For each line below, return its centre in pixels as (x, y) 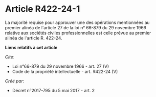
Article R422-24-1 (43, 9)
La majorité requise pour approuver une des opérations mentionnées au (78, 22)
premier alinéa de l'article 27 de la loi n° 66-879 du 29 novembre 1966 (76, 27)
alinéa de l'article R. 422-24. (34, 38)
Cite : (10, 57)
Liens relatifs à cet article (31, 47)
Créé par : (15, 81)
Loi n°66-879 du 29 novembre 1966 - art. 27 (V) (60, 66)
